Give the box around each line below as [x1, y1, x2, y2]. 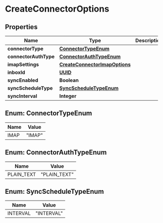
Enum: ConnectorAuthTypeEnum [5, 148, 107, 156]
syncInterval [7, 93, 37, 99]
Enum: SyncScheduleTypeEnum [5, 188, 104, 196]
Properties [5, 23, 38, 31]
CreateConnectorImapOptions [59, 61, 131, 68]
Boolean [59, 77, 79, 84]
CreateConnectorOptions [5, 3, 110, 15]
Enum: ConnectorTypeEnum [5, 109, 92, 118]
